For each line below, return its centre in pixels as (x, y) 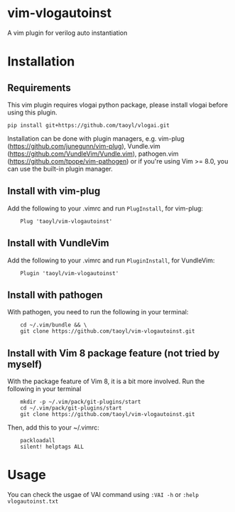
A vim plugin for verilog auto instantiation (67, 33)
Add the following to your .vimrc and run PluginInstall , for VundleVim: (111, 260)
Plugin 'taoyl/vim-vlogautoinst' (70, 273)
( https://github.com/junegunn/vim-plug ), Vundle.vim (84, 146)
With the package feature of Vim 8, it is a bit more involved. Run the (106, 381)
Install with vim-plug (54, 191)
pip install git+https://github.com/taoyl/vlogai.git (89, 125)
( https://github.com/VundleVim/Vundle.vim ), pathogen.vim (93, 154)
